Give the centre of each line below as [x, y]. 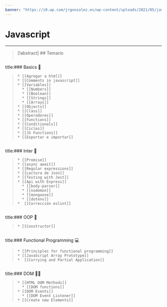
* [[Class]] [30, 111]
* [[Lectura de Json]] [41, 173]
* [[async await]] [36, 164]
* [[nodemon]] [37, 190]
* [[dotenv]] [36, 199]
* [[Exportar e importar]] [45, 137]
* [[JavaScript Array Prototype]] [53, 255]
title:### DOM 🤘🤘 [23, 273]
